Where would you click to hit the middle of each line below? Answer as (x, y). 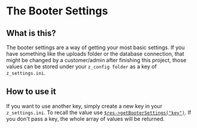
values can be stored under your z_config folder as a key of (82, 66)
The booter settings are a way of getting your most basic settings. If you (95, 47)
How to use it (31, 92)
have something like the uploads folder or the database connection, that (95, 54)
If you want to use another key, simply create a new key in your (84, 106)
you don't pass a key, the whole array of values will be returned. (86, 118)
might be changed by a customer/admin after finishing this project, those (96, 60)
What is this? (31, 33)
